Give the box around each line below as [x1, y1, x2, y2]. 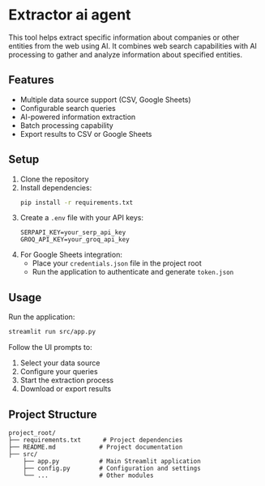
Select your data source [19, 358, 100, 368]
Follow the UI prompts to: [8, 343, 92, 352]
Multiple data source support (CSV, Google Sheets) [19, 95, 192, 104]
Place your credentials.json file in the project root [32, 258, 202, 268]
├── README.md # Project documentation [8, 443, 183, 451]
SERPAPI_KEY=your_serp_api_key [19, 228, 126, 237]
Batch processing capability [19, 120, 113, 130]
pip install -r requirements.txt [19, 198, 134, 207]
